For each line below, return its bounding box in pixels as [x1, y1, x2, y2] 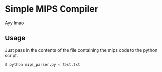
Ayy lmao [5, 20, 24, 26]
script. [5, 52, 18, 58]
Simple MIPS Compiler [5, 3, 98, 15]
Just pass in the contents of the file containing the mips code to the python [5, 47, 158, 53]
